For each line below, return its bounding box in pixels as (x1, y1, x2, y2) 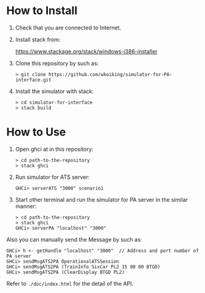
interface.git (15, 77, 52, 83)
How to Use (6, 125, 66, 139)
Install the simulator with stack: (15, 87, 94, 95)
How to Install (6, 4, 78, 18)
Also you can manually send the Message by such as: (6, 235, 142, 243)
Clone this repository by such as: (15, 59, 99, 67)
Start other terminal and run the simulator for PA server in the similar (15, 196, 188, 203)
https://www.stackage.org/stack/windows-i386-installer (15, 47, 158, 55)
